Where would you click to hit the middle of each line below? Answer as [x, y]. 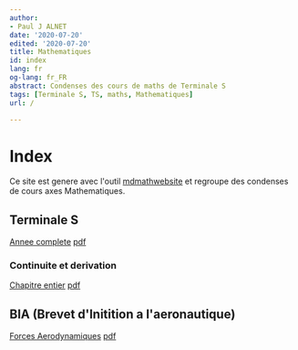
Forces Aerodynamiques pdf [63, 336]
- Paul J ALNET [38, 27]
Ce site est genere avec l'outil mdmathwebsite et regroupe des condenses [149, 181]
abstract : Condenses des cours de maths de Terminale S [118, 86]
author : [24, 18]
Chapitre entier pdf [45, 285]
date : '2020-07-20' [46, 35]
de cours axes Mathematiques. [67, 191]
